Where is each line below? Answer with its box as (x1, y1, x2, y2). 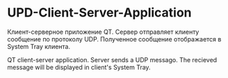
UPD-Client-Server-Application (7, 5, 193, 21)
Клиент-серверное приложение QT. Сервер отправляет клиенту (7, 28, 199, 36)
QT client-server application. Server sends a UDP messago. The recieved (7, 55, 218, 64)
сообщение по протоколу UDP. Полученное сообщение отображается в (7, 35, 222, 43)
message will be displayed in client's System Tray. (7, 63, 151, 71)
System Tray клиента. (7, 42, 71, 50)
